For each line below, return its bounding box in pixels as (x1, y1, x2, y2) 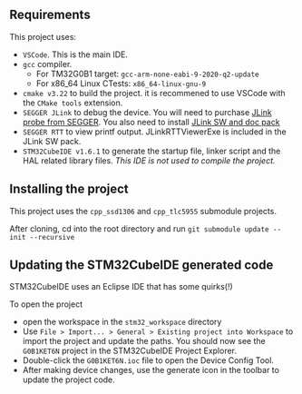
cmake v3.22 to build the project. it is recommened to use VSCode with (22, 87, 286, 98)
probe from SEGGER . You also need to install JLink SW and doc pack (22, 116, 280, 127)
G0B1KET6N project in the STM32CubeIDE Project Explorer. (22, 345, 238, 357)
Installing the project (9, 182, 129, 197)
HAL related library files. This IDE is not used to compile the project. (22, 154, 276, 166)
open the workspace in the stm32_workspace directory (22, 317, 222, 328)
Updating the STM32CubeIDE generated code (9, 258, 274, 273)
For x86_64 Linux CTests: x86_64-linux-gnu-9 (35, 77, 207, 89)
